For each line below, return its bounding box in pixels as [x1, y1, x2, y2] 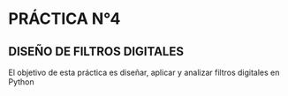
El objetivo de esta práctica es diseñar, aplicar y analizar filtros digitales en [8, 67, 280, 78]
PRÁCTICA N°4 [8, 9, 121, 29]
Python [8, 77, 34, 87]
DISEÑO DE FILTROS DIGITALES [8, 44, 185, 59]
